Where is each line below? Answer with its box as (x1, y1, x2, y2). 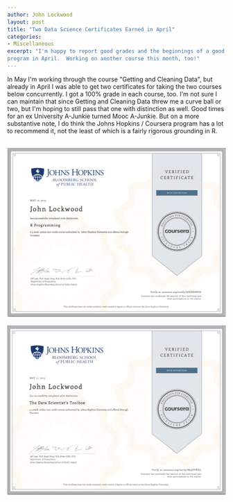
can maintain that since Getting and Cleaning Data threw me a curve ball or (7, 97, 222, 106)
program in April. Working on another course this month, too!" (7, 56, 200, 62)
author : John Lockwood (7, 11, 73, 18)
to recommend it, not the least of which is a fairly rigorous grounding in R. (7, 126, 218, 135)
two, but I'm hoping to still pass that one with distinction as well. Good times (7, 104, 225, 112)
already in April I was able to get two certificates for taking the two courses (7, 82, 222, 90)
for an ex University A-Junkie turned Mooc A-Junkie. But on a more (7, 112, 200, 120)
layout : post (7, 18, 45, 26)
